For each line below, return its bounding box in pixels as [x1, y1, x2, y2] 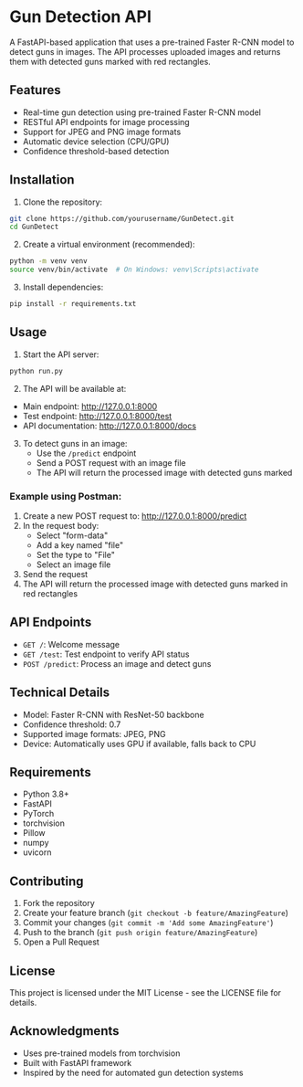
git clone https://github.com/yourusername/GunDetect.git [9, 214, 235, 223]
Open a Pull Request [22, 936, 100, 947]
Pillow [22, 828, 46, 839]
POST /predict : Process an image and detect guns [22, 658, 212, 669]
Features [9, 82, 61, 98]
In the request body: [22, 520, 99, 531]
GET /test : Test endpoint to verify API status [22, 649, 190, 660]
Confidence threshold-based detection [22, 145, 170, 156]
